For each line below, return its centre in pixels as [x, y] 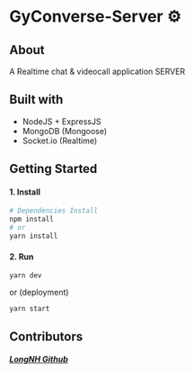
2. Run [22, 256]
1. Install [25, 192]
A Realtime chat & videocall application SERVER [97, 71]
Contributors [46, 337]
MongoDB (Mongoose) [65, 131]
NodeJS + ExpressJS [62, 121]
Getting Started [53, 169]
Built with [36, 100]
